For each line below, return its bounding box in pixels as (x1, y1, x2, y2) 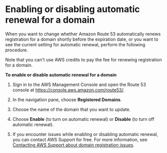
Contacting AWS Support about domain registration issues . (12, 142, 134, 148)
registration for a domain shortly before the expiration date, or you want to (5, 36, 159, 42)
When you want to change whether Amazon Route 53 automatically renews (5, 31, 161, 37)
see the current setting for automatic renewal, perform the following (5, 41, 145, 47)
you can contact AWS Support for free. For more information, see (12, 136, 148, 142)
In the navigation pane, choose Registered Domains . (12, 97, 122, 103)
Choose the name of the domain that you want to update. (12, 106, 131, 112)
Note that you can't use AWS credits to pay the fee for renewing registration (5, 56, 162, 62)
